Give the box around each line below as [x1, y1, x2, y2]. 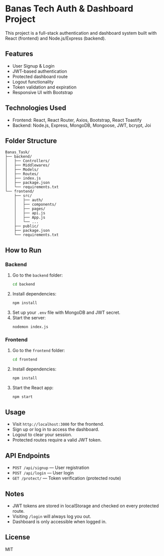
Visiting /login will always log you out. [12, 513, 91, 520]
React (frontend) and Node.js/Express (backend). [5, 35, 106, 41]
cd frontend [12, 357, 37, 362]
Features [5, 50, 33, 58]
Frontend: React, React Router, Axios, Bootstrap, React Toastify [12, 117, 142, 123]
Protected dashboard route [12, 73, 68, 80]
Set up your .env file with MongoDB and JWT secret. [12, 309, 121, 315]
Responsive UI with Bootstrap [12, 89, 73, 95]
